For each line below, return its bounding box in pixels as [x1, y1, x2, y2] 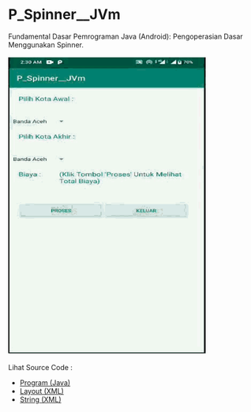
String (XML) [19, 395, 62, 404]
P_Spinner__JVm [8, 6, 121, 24]
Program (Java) [19, 377, 71, 388]
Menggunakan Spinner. [8, 39, 84, 49]
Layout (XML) [19, 386, 65, 395]
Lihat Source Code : [8, 362, 73, 372]
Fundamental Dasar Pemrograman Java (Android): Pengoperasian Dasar [8, 32, 243, 41]
